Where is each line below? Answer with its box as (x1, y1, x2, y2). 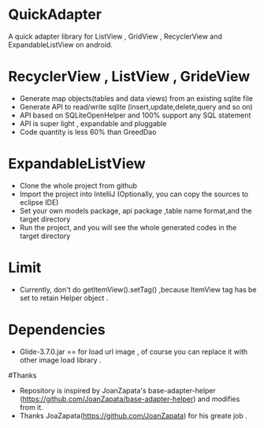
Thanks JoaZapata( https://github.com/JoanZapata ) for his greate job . (19, 411, 248, 420)
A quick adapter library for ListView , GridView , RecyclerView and (8, 32, 223, 41)
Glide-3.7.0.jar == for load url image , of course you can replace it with (19, 347, 248, 356)
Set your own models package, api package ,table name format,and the (19, 206, 252, 215)
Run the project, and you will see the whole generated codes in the (19, 222, 237, 232)
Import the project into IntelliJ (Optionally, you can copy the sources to (19, 189, 249, 199)
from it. (19, 402, 43, 411)
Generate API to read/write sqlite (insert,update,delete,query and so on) (19, 102, 254, 111)
